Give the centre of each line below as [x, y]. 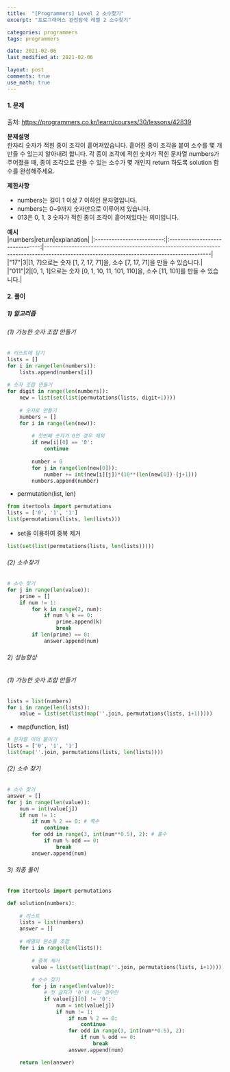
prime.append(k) [79, 622]
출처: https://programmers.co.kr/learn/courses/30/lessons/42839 [99, 122]
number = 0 [47, 461]
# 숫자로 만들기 [38, 410]
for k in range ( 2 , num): [67, 609]
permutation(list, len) [47, 494]
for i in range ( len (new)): [58, 423]
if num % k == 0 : [68, 615]
